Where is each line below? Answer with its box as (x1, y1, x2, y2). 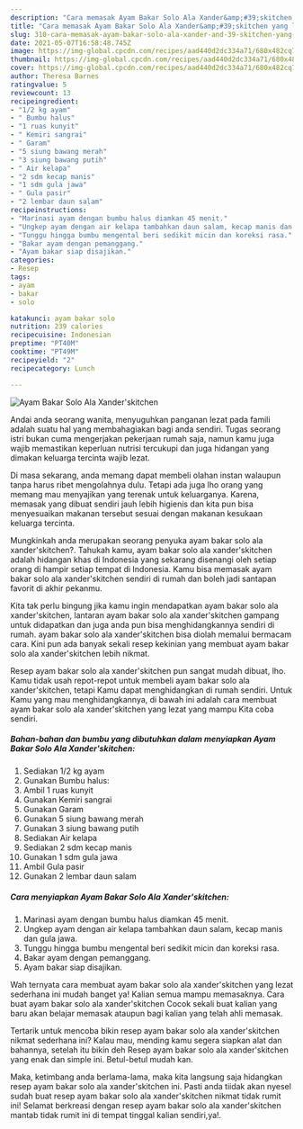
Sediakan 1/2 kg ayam (22, 766, 105, 776)
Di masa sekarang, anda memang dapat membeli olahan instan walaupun (10, 470, 281, 480)
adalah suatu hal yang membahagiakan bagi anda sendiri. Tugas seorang (10, 424, 281, 435)
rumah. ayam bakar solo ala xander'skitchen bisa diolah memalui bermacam (10, 629, 291, 640)
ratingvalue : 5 (10, 80, 67, 89)
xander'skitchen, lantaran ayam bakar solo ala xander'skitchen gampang (10, 609, 280, 621)
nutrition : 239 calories (10, 322, 103, 331)
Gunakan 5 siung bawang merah (22, 813, 145, 824)
